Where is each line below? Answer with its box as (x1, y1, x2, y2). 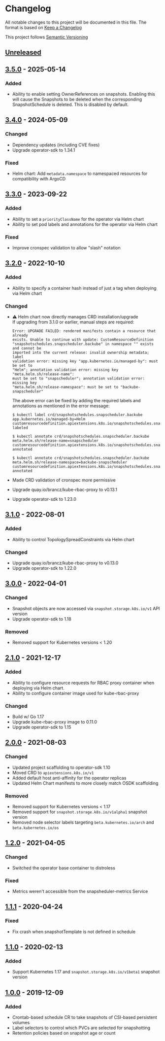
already (12, 333, 28, 338)
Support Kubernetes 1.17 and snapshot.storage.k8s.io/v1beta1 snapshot (12, 969, 160, 975)
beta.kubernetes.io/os (12, 825, 59, 831)
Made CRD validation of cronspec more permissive (12, 477, 116, 483)
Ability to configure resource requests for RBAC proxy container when (12, 680, 155, 686)
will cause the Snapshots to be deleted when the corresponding (12, 97, 142, 103)
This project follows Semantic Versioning (5, 34, 88, 40)
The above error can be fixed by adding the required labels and (12, 397, 141, 403)
